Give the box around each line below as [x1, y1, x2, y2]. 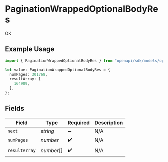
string [40, 127, 55, 134]
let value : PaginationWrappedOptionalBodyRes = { [5, 67, 111, 72]
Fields [5, 104, 25, 113]
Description [94, 119, 123, 126]
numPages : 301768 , [9, 72, 48, 77]
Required [67, 119, 90, 126]
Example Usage [5, 45, 55, 53]
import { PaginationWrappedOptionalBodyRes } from [5, 58, 113, 63]
